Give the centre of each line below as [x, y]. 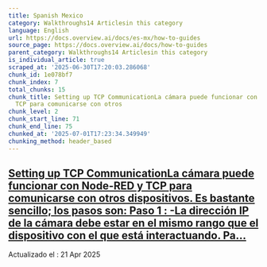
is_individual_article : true [56, 60]
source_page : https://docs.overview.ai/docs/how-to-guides [108, 45]
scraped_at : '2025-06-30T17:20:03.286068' [79, 68]
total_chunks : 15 [37, 89]
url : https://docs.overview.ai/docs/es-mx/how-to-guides [104, 38]
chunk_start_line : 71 [44, 119]
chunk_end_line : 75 [41, 126]
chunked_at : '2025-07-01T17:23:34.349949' [79, 133]
